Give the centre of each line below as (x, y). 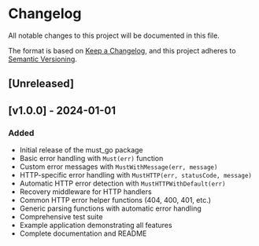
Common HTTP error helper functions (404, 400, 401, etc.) (115, 200)
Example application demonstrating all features (96, 226)
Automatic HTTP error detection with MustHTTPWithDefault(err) (122, 184)
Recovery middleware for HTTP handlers (85, 192)
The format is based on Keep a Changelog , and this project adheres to (122, 50)
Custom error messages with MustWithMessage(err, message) (118, 167)
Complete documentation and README (83, 233)
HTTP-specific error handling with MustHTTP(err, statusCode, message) (135, 175)
